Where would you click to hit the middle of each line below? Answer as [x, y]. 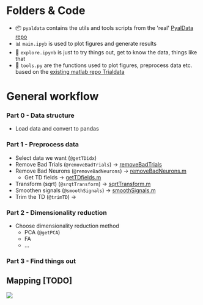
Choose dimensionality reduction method [67, 226]
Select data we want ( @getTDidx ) [56, 158]
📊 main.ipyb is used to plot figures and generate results [86, 43]
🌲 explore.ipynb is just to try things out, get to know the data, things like [106, 52]
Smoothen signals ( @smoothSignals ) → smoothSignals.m [85, 190]
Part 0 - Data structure [40, 115]
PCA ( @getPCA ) [42, 232]
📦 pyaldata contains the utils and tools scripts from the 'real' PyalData [104, 27]
